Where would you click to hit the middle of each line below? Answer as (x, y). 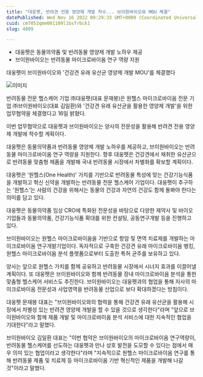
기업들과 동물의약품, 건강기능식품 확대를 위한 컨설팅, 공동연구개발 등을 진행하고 (99, 218)
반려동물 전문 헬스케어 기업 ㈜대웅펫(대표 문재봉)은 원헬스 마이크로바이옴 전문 (97, 98)
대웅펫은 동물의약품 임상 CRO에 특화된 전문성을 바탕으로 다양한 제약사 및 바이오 (100, 210)
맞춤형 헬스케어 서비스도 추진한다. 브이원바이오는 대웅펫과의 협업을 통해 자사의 (98, 282)
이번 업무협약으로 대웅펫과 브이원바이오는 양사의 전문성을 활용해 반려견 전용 (95, 126)
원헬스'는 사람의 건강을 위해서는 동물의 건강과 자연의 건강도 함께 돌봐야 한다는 (105, 190)
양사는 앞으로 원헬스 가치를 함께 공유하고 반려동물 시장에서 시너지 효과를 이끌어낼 (101, 267)
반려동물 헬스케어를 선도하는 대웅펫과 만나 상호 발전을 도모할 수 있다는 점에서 (97, 345)
